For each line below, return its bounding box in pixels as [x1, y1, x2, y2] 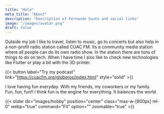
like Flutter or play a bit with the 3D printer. [5, 60, 91, 66]
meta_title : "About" [5, 12, 47, 17]
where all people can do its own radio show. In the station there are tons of [5, 49, 156, 55]
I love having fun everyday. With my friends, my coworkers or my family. [5, 84, 151, 90]
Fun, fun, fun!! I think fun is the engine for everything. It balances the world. [5, 89, 158, 95]
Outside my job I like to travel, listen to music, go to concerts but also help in [5, 39, 159, 45]
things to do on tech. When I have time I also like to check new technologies [5, 54, 158, 60]
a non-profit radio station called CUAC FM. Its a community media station [5, 44, 153, 50]
